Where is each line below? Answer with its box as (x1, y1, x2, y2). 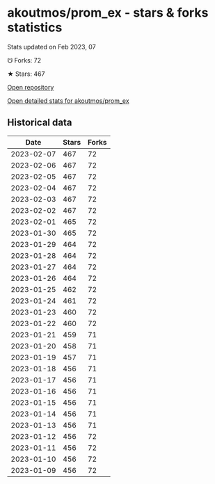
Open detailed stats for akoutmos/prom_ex (7, 96, 130, 105)
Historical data (7, 117, 72, 129)
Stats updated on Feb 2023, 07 (7, 42, 96, 51)
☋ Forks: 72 (7, 56, 42, 64)
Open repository (7, 83, 54, 91)
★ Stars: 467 (7, 70, 45, 78)
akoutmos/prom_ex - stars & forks (7, 5, 209, 21)
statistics (7, 19, 63, 35)
